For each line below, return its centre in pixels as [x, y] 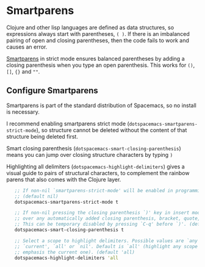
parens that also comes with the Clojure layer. [64, 179]
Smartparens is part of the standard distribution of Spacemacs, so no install [101, 105]
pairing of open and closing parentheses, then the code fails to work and [98, 40]
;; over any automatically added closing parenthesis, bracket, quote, [107, 219]
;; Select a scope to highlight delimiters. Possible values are [99, 241]
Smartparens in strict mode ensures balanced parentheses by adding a [95, 58]
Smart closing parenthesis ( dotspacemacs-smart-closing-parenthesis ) [94, 148]
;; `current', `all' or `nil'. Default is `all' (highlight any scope [106, 246]
